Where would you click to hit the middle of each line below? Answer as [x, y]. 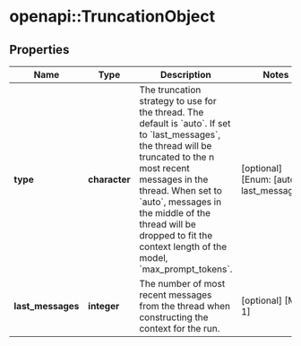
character [109, 179]
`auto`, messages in [180, 202]
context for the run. [179, 329]
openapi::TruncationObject [112, 17]
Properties [39, 50]
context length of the [183, 247]
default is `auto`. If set [185, 123]
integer [104, 306]
